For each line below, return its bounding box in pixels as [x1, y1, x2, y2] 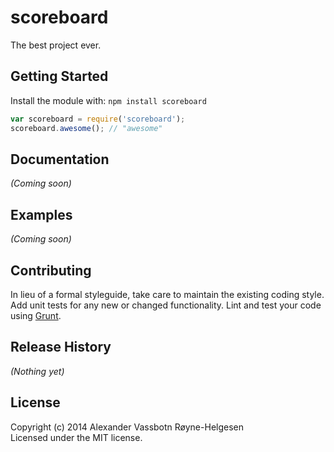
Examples [10, 206, 73, 223]
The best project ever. [10, 39, 102, 51]
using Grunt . [10, 309, 62, 321]
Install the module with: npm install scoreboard [10, 94, 207, 106]
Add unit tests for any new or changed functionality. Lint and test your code [10, 299, 322, 311]
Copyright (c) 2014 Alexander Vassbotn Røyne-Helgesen [10, 421, 245, 433]
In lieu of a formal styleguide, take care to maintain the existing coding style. [10, 288, 325, 300]
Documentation [10, 151, 110, 168]
